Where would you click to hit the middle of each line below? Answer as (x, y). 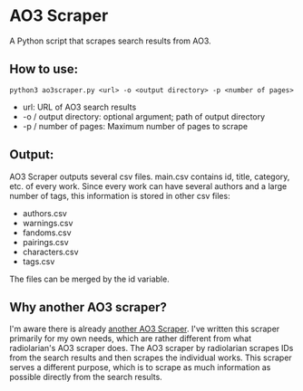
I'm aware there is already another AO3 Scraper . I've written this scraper (145, 329)
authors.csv (45, 213)
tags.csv (39, 261)
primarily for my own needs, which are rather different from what (131, 339)
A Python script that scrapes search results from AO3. (110, 41)
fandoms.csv (47, 233)
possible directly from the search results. (86, 377)
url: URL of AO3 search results (79, 107)
